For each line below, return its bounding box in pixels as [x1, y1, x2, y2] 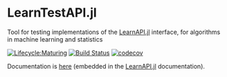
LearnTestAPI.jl [7, 5, 97, 21]
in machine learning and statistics [7, 35, 103, 43]
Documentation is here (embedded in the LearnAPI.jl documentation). [7, 62, 206, 70]
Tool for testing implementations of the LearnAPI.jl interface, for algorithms [7, 28, 221, 36]
